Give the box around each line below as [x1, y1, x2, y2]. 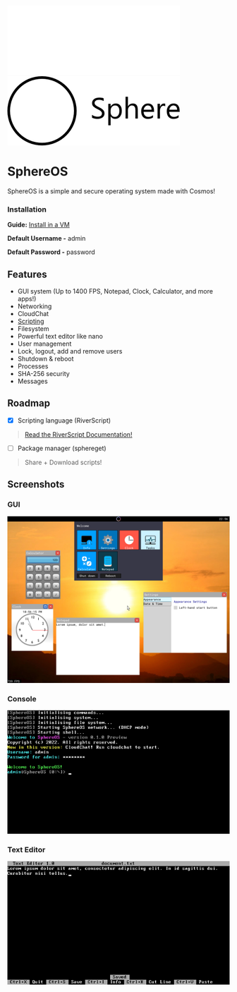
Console [7, 694, 37, 703]
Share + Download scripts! [24, 458, 102, 466]
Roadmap [7, 397, 51, 409]
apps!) [17, 295, 37, 303]
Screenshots [7, 478, 65, 490]
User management [17, 339, 72, 348]
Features [7, 268, 47, 280]
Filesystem [17, 325, 49, 333]
